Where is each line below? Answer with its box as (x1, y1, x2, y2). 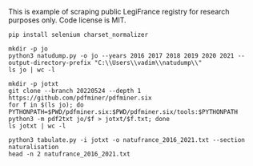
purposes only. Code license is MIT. (8, 15, 127, 25)
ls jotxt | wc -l (8, 122, 66, 130)
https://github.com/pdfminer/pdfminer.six (8, 94, 152, 102)
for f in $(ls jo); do (8, 101, 84, 109)
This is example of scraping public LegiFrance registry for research (8, 7, 230, 16)
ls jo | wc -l (8, 66, 56, 74)
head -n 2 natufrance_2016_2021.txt (8, 150, 131, 158)
